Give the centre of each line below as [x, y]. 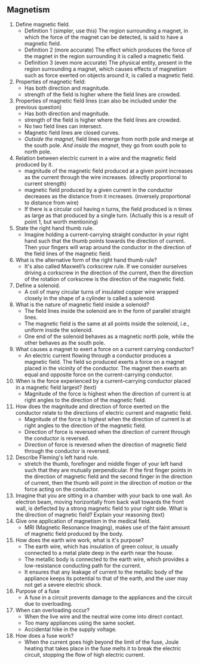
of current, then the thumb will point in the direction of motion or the [108, 482]
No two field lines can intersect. [63, 126]
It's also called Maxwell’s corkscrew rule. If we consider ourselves [106, 266]
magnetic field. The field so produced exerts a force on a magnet [104, 361]
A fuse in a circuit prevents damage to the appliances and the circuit [108, 597]
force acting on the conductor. [61, 489]
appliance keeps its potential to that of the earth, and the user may [106, 578]
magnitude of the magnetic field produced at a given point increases [109, 171]
